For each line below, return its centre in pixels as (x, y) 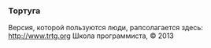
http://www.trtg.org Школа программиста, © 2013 (91, 36)
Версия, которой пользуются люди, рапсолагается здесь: (105, 28)
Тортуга (24, 11)
